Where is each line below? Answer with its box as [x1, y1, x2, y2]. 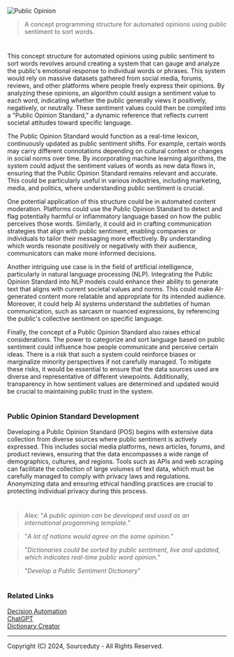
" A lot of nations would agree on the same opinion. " [24, 532, 174, 540]
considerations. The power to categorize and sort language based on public [7, 335, 225, 344]
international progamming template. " [24, 518, 131, 527]
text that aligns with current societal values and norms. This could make [7, 285, 214, 293]
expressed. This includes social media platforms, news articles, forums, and [7, 442, 225, 451]
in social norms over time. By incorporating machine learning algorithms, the [7, 154, 226, 163]
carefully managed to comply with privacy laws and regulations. [7, 472, 191, 480]
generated [7, 293, 37, 301]
